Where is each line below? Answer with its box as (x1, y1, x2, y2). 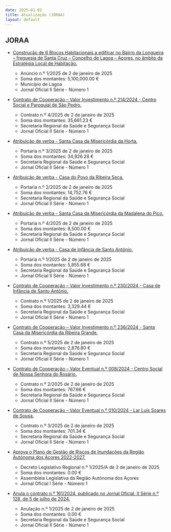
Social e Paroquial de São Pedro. (12, 102, 82, 108)
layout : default (5, 17, 40, 22)
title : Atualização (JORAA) (5, 12, 65, 17)
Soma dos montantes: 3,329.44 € (20, 303, 91, 309)
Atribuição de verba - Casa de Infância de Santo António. (12, 247, 133, 253)
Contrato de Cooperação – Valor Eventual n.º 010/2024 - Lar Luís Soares (12, 407, 166, 413)
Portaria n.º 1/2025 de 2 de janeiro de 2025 (20, 256, 112, 262)
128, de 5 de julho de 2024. (12, 496, 70, 502)
